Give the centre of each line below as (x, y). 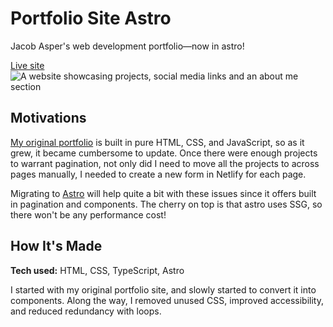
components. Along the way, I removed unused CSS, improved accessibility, (167, 300)
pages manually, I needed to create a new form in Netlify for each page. (158, 174)
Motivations (48, 118)
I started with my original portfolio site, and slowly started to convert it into (163, 289)
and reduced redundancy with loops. (86, 311)
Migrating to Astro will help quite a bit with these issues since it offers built (163, 193)
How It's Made (56, 246)
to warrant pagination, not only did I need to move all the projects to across (165, 163)
